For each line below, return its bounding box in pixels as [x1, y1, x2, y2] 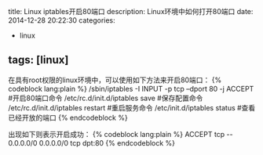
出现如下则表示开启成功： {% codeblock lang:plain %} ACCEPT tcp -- [8, 129, 233, 139]
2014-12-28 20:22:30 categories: [8, 16, 115, 25]
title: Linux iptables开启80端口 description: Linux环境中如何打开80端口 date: [8, 7, 254, 16]
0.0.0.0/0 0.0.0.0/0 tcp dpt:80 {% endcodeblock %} [8, 138, 175, 147]
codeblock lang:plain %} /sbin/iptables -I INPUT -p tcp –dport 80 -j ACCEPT [8, 84, 254, 93]
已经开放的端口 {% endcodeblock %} [8, 113, 128, 122]
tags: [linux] [8, 53, 69, 67]
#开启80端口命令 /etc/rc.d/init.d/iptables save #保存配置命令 [8, 93, 203, 103]
